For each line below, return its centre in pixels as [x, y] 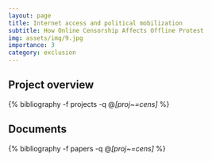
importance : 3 [32, 45]
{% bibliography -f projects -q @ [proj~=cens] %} [89, 104]
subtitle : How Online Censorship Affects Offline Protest [106, 30]
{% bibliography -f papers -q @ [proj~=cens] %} [87, 148]
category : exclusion [42, 53]
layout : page [30, 16]
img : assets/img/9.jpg [46, 38]
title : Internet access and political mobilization [95, 23]
